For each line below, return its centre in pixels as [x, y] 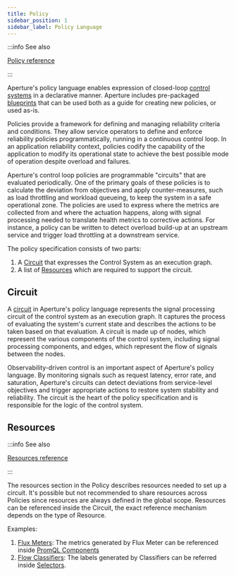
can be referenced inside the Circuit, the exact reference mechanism [107, 508]
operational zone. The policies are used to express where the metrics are [113, 205]
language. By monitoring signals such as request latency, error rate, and [112, 375]
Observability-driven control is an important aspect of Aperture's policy [111, 368]
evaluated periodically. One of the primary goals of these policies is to [109, 183]
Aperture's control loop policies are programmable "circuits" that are [107, 175]
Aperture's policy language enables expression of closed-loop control [108, 88]
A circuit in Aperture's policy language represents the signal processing [111, 309]
